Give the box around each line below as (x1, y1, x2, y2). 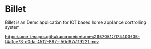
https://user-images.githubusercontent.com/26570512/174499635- (5, 34, 140, 39)
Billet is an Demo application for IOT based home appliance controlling (5, 19, 146, 25)
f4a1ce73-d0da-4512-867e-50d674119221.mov (5, 38, 99, 44)
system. (5, 24, 21, 30)
